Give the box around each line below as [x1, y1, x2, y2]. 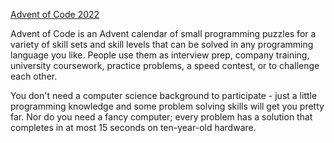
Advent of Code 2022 [10, 9, 100, 20]
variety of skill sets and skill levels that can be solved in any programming [10, 39, 314, 50]
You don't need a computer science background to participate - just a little [10, 90, 318, 101]
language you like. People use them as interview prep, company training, [10, 49, 310, 61]
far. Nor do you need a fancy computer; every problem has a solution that [10, 111, 313, 123]
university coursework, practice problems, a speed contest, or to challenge [10, 60, 320, 71]
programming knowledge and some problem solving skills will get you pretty [10, 100, 325, 112]
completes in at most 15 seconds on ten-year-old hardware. [10, 122, 257, 133]
